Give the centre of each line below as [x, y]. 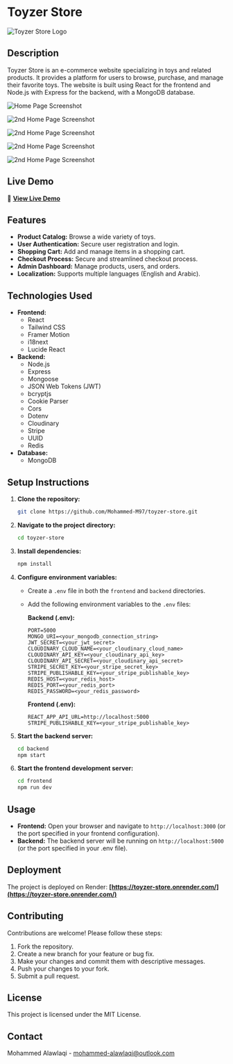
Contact [25, 1037]
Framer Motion [49, 335]
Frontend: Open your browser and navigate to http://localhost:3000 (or [121, 826]
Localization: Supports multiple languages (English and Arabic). [109, 274]
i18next [38, 342]
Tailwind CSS [46, 327]
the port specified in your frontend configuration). [88, 833]
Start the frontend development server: [75, 768]
